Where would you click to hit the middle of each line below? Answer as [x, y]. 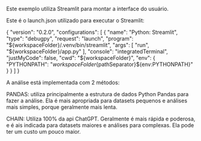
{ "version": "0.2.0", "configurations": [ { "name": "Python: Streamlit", [92, 32]
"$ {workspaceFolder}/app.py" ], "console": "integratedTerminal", [87, 51]
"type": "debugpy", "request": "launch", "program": [70, 38]
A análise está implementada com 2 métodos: [63, 82]
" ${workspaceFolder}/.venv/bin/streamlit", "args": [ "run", [78, 45]
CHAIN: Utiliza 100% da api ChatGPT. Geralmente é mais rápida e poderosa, [101, 119]
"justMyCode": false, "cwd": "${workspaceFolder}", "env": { [81, 58]
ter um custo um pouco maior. [44, 132]
